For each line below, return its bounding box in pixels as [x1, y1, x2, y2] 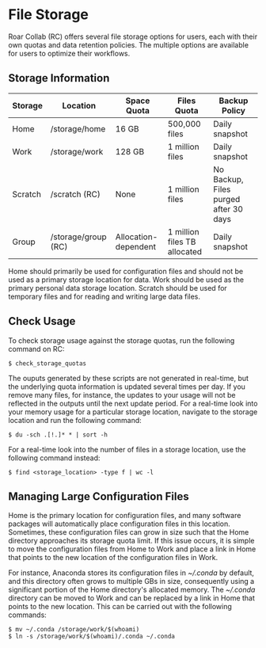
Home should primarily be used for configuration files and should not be [8, 266, 244, 276]
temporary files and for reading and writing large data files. [8, 292, 200, 301]
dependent [115, 241, 157, 252]
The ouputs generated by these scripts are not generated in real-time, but [8, 373, 249, 383]
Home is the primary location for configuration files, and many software [8, 511, 241, 520]
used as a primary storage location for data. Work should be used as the [8, 275, 244, 284]
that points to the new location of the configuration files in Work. [8, 553, 218, 562]
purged [213, 193, 241, 204]
